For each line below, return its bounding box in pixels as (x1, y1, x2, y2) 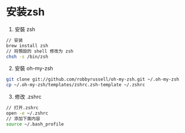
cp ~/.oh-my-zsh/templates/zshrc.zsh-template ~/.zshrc (6, 82, 145, 88)
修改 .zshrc (14, 93, 42, 100)
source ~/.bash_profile (6, 121, 64, 127)
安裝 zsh (14, 26, 36, 33)
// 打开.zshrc (6, 105, 39, 111)
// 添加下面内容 (6, 116, 40, 121)
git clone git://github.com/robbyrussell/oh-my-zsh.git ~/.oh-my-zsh (6, 76, 180, 82)
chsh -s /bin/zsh (6, 54, 49, 60)
